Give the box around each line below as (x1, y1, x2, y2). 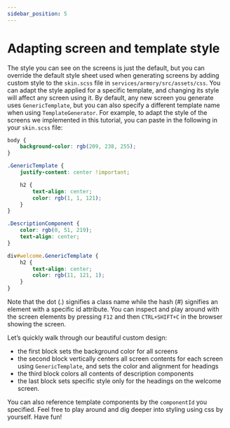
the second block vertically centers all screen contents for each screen (17, 354, 223, 363)
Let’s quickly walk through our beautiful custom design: (7, 333, 168, 342)
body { (7, 137, 27, 144)
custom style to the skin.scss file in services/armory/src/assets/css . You (7, 78, 221, 87)
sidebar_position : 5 (7, 10, 68, 18)
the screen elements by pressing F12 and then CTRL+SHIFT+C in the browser (7, 312, 223, 321)
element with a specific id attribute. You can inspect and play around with (7, 305, 219, 314)
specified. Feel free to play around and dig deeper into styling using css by (7, 406, 224, 414)
